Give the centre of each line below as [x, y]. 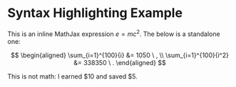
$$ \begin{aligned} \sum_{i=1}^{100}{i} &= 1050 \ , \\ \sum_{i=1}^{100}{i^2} [120, 55]
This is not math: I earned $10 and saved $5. [72, 76]
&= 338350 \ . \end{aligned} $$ [120, 62]
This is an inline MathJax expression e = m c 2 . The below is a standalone [114, 33]
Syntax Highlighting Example [95, 13]
